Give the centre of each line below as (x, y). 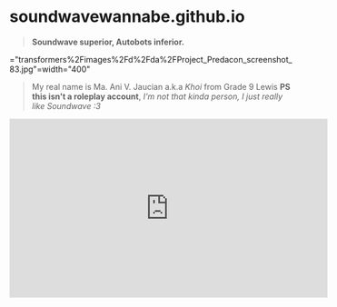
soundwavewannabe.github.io (127, 17)
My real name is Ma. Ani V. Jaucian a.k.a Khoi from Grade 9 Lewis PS (161, 86)
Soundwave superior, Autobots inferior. (108, 42)
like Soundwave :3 (66, 105)
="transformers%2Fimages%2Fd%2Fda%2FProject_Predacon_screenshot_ (151, 59)
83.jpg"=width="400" (50, 69)
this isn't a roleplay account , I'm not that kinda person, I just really (157, 96)
